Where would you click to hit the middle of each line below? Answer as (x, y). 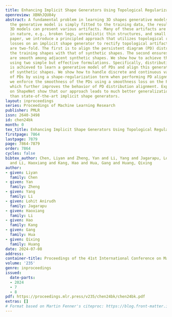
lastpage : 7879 (21, 139)
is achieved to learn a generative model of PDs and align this (80, 67)
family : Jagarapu (28, 206)
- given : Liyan (21, 173)
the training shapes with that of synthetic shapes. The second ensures (89, 53)
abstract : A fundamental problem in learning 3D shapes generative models (87, 20)
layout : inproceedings (29, 101)
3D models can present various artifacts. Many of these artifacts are (88, 29)
